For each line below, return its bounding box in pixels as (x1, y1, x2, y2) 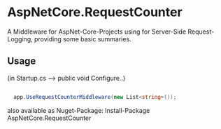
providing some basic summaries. (34, 34, 131, 43)
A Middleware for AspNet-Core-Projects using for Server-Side (7, 27, 187, 36)
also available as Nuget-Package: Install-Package (7, 106, 150, 114)
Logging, (7, 34, 33, 43)
